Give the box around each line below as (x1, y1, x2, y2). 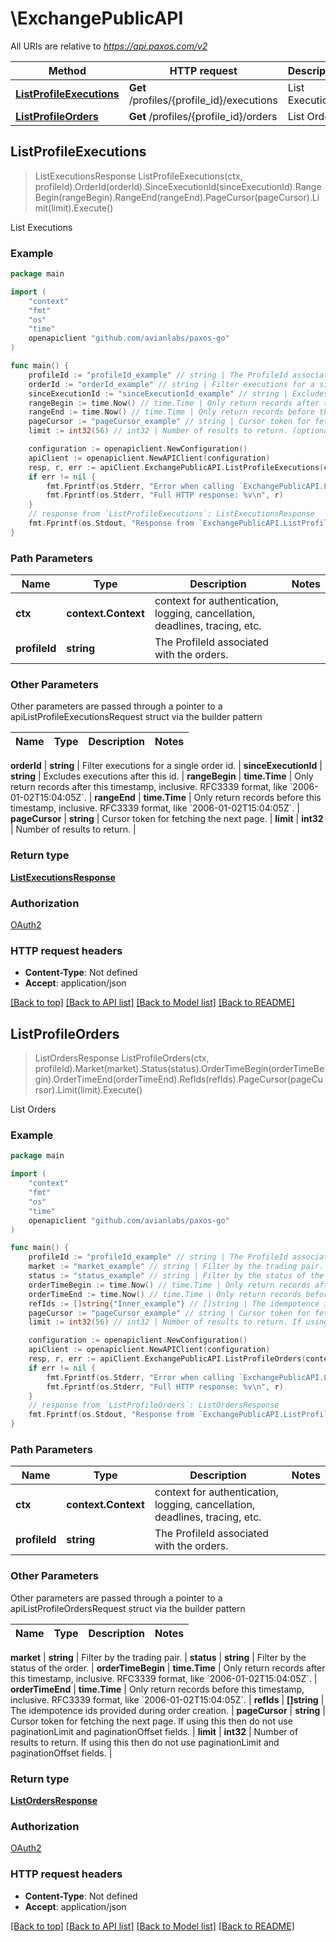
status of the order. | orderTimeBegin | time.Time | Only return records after (10, 1662, 326, 1674)
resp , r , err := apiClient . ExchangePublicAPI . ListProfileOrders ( (28, 1354, 307, 1364)
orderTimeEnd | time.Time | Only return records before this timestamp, (10, 1683, 305, 1695)
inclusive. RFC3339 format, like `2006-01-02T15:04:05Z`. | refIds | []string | (10, 1693, 325, 1706)
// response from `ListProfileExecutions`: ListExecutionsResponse (28, 509, 315, 519)
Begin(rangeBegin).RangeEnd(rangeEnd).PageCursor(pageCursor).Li (34, 191, 320, 203)
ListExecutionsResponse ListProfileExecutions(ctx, (34, 170, 243, 182)
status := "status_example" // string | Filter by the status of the (28, 1271, 325, 1281)
